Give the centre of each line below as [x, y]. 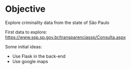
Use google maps [30, 61]
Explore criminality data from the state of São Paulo [57, 23]
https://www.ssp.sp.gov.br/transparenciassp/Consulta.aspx [65, 37]
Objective [25, 9]
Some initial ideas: [24, 46]
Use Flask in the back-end [39, 56]
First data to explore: [26, 32]
